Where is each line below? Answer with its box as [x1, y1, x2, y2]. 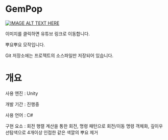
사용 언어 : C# [5, 112, 33, 118]
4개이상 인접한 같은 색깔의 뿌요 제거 [27, 129, 99, 135]
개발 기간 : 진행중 [5, 101, 40, 107]
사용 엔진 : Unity [5, 90, 38, 96]
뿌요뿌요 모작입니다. [5, 42, 45, 48]
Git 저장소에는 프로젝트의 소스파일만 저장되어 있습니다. [5, 52, 114, 58]
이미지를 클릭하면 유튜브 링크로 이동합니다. [5, 30, 90, 36]
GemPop [5, 3, 42, 15]
